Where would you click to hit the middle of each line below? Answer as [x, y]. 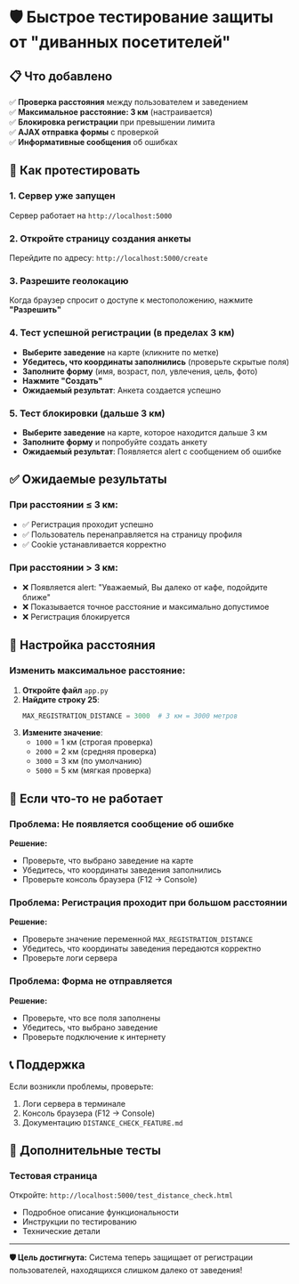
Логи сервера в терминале [74, 1103]
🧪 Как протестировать [75, 171]
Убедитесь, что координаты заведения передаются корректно [141, 948]
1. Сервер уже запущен [62, 196]
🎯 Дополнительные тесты [85, 1150]
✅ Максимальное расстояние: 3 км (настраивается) [111, 112]
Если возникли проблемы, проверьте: [81, 1086]
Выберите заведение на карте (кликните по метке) [121, 352]
